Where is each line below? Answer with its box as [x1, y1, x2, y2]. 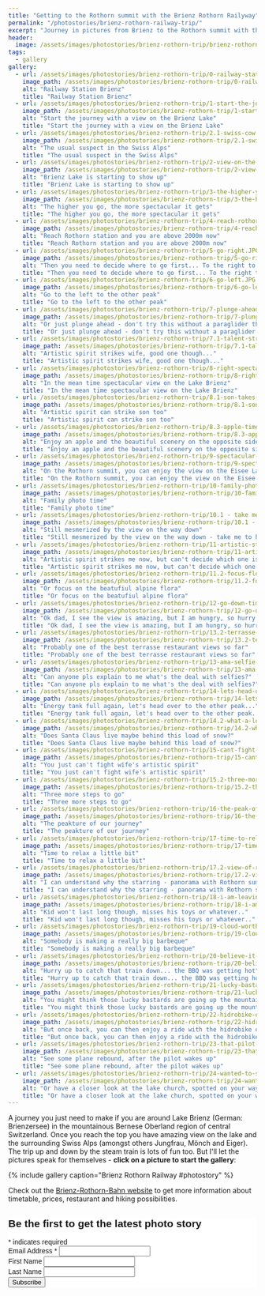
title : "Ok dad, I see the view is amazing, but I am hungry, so [22, 621, 242, 629]
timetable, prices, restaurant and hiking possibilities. [8, 1194, 177, 1204]
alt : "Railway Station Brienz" [22, 85, 125, 93]
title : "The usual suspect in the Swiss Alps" [22, 151, 178, 159]
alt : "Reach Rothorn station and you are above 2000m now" [22, 232, 221, 240]
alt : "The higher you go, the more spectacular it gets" [22, 202, 214, 210]
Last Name [8, 1268, 42, 1276]
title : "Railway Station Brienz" [22, 92, 132, 100]
